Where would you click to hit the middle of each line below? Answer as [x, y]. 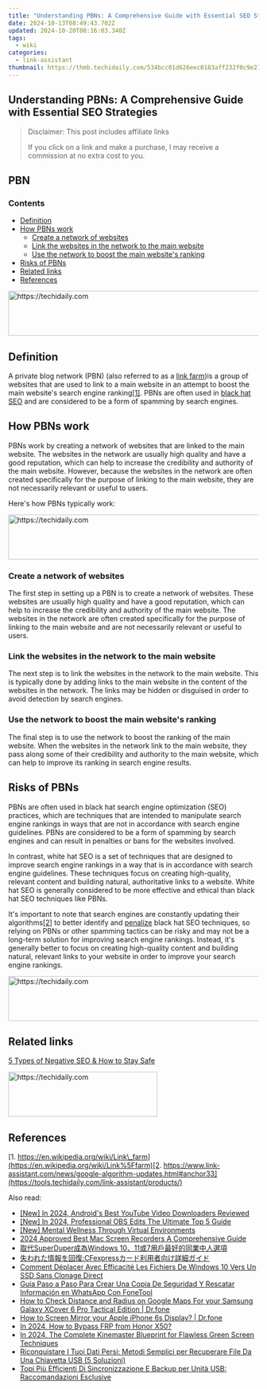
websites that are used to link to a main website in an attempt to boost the [129, 384]
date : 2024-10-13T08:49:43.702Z [62, 23]
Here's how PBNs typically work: [62, 503]
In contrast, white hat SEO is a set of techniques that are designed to [120, 856]
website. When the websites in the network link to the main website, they [128, 746]
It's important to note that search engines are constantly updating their [124, 914]
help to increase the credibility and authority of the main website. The [122, 610]
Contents [27, 203]
